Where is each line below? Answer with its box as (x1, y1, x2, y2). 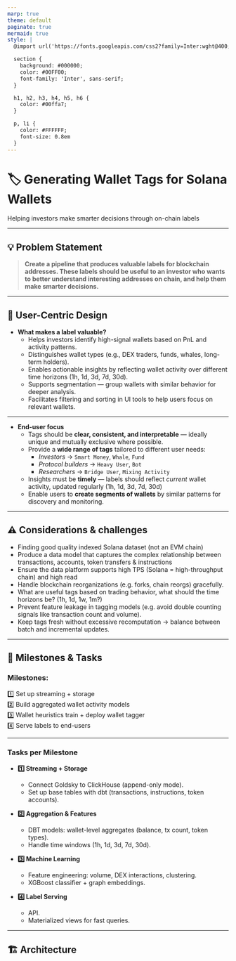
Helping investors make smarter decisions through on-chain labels (7, 214, 200, 223)
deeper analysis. (27, 388, 76, 396)
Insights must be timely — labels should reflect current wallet (27, 475, 206, 483)
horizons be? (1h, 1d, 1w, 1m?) (17, 595, 103, 603)
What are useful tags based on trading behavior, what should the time (17, 587, 220, 596)
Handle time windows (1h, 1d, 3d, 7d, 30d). (27, 840, 151, 849)
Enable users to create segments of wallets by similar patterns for (27, 490, 221, 499)
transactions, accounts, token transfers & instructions (17, 558, 173, 566)
